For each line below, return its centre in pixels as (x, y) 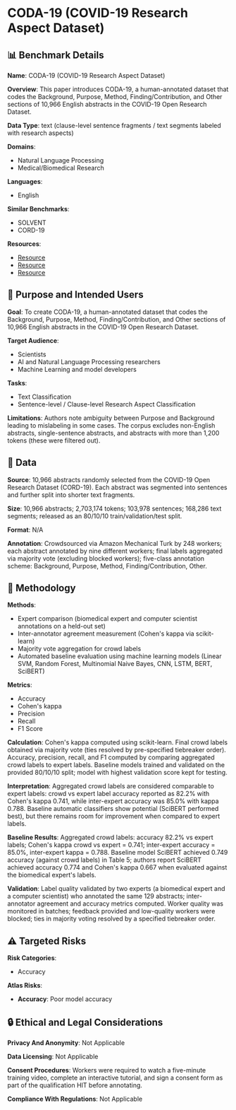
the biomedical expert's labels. (52, 875)
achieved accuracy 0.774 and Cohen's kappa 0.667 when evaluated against (117, 867)
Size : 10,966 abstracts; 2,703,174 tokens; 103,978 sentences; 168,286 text (114, 508)
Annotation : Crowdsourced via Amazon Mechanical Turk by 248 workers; (114, 543)
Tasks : (17, 382)
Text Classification (44, 397)
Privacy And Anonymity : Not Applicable (66, 1043)
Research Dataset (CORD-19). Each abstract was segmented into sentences (117, 487)
